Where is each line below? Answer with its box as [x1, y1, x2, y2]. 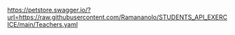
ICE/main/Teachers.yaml [7, 21, 78, 28]
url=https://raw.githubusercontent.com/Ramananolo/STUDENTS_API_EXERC [7, 13, 228, 21]
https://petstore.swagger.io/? [7, 6, 91, 14]
